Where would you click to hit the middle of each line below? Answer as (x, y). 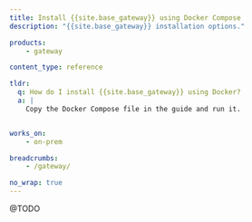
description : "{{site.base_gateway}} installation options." (127, 26)
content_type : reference (56, 68)
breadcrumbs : (34, 158)
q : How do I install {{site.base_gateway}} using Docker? (130, 92)
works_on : (28, 133)
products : (28, 43)
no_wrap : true (36, 183)
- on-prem (44, 141)
